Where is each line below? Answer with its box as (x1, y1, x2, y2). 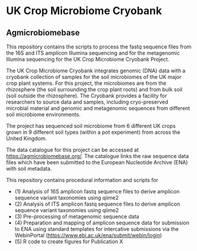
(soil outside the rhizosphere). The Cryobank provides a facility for (6, 93, 168, 99)
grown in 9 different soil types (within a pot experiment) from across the (6, 128, 181, 136)
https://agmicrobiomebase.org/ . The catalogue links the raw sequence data (6, 153, 189, 160)
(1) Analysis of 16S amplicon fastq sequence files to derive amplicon (14, 188, 180, 195)
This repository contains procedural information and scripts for (6, 177, 159, 183)
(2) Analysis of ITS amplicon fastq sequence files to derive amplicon (14, 200, 181, 207)
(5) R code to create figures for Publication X (14, 238, 123, 245)
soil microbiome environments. (6, 111, 81, 118)
